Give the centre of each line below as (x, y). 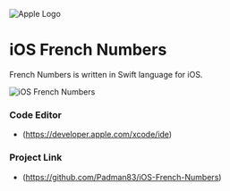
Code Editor (36, 114)
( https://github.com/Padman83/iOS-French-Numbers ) (122, 177)
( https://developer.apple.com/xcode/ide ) (97, 135)
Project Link (36, 158)
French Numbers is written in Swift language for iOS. (106, 74)
